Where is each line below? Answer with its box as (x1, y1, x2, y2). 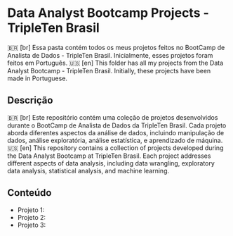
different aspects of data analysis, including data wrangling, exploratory (7, 159, 215, 167)
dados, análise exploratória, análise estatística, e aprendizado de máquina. (7, 136, 223, 144)
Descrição (7, 94, 53, 106)
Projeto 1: (17, 206, 45, 214)
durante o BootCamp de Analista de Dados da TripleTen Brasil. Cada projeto (7, 121, 227, 130)
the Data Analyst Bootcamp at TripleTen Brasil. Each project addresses (7, 151, 211, 160)
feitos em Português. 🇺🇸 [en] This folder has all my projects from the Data (7, 58, 224, 67)
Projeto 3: (17, 221, 46, 229)
